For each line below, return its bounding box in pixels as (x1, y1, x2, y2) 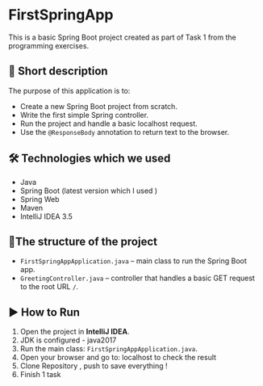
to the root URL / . (19, 282, 79, 292)
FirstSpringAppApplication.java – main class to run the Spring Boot (19, 256, 248, 266)
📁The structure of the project (8, 234, 157, 248)
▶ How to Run (8, 305, 81, 319)
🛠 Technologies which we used (8, 152, 171, 166)
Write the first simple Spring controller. (19, 110, 149, 120)
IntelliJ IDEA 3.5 (19, 212, 73, 221)
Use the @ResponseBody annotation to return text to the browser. (19, 127, 230, 136)
